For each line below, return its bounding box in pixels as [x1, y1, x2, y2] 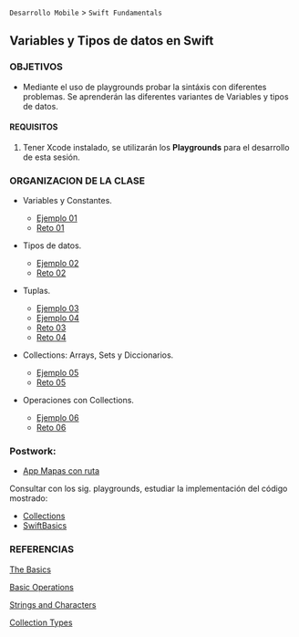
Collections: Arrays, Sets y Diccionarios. [22, 350, 174, 360]
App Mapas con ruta [22, 465, 100, 476]
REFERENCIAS [9, 543, 75, 556]
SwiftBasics [22, 520, 67, 531]
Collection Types [9, 617, 73, 628]
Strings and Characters [9, 599, 97, 610]
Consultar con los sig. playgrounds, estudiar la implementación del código [9, 483, 288, 495]
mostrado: [9, 493, 48, 504]
